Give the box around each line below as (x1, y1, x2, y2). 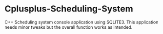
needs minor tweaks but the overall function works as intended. (4, 24, 133, 30)
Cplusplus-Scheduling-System (4, 3, 133, 14)
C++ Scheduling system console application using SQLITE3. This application (4, 19, 159, 25)
